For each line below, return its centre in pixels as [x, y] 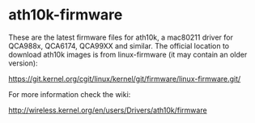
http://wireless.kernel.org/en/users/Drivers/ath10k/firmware [108, 110]
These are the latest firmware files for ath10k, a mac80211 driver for [121, 37]
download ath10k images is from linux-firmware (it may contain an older [128, 54]
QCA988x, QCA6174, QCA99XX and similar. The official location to [119, 45]
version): [23, 63]
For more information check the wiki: [70, 94]
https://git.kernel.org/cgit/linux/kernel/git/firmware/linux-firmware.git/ [125, 78]
